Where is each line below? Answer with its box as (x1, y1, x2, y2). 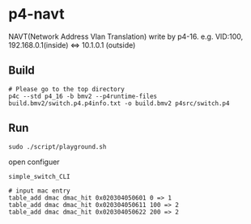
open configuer (8, 157, 60, 167)
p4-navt (8, 5, 65, 23)
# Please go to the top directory (8, 85, 125, 93)
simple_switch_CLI (8, 172, 70, 180)
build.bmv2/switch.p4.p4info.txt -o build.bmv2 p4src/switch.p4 (8, 99, 230, 108)
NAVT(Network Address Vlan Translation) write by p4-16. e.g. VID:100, (8, 32, 244, 41)
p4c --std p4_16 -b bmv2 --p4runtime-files (8, 92, 158, 100)
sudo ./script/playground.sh (8, 142, 107, 150)
